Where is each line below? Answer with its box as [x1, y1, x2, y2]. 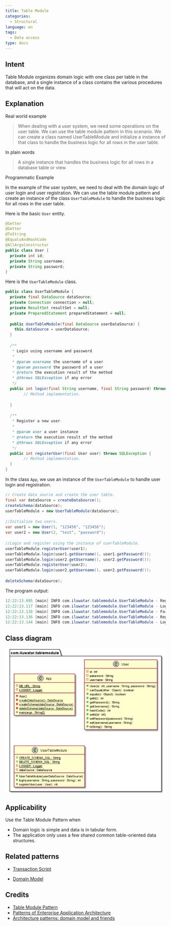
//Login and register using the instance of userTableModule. [5, 541, 140, 546]
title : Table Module [5, 8, 49, 13]
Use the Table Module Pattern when [5, 817, 81, 823]
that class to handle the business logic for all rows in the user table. [17, 139, 159, 145]
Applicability [5, 803, 47, 812]
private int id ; [10, 253, 44, 258]
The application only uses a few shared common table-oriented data [12, 832, 157, 838]
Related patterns [5, 852, 60, 861]
